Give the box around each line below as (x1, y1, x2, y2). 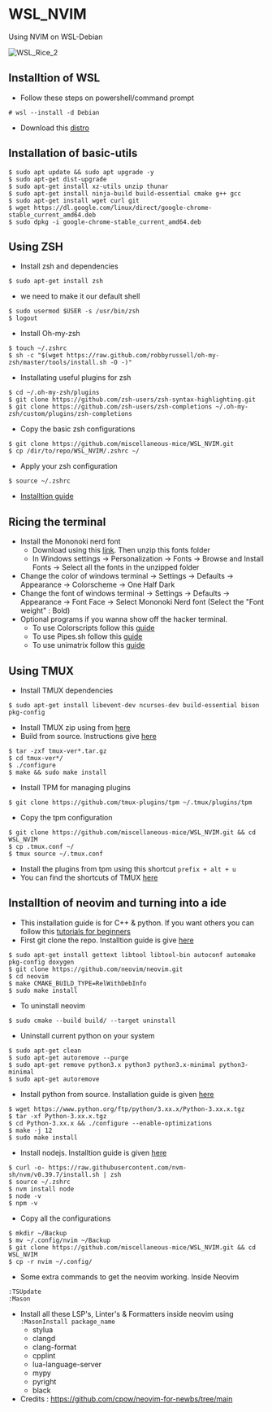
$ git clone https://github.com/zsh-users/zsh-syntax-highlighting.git (8, 396, 256, 404)
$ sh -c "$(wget (8, 352, 63, 360)
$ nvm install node (8, 1185, 75, 1193)
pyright (32, 1376, 57, 1386)
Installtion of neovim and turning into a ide (8, 896, 227, 910)
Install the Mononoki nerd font (19, 536, 121, 546)
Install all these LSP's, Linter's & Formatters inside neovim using (19, 1309, 234, 1318)
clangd (32, 1333, 56, 1343)
